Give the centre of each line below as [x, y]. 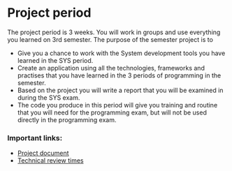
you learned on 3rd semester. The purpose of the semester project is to [110, 39]
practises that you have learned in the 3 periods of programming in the [119, 75]
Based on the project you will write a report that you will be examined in [120, 90]
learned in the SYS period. [55, 60]
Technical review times [50, 161]
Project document [43, 153]
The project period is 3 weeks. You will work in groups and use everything [114, 32]
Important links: [35, 137]
